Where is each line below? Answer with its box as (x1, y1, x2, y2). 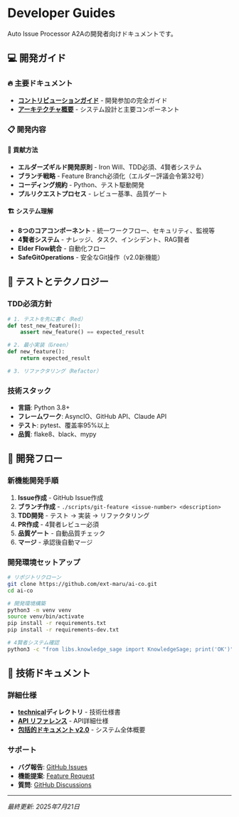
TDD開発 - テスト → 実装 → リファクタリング (17, 511, 150, 520)
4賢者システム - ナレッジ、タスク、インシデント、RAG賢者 (17, 235, 190, 243)
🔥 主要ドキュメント (7, 78, 73, 88)
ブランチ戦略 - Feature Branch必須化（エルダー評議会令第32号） (17, 171, 208, 180)
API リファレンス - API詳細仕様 (17, 717, 109, 725)
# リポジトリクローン (7, 574, 62, 581)
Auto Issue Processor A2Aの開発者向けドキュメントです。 (7, 29, 178, 38)
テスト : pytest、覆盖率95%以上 (17, 421, 110, 429)
